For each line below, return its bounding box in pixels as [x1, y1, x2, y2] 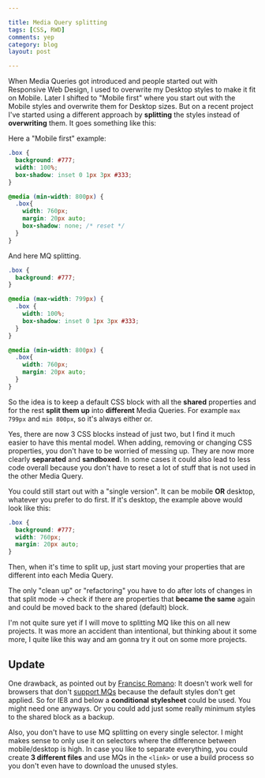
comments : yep [8, 33, 55, 41]
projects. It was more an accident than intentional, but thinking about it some [8, 626, 257, 636]
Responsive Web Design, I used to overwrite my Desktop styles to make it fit [8, 85, 256, 95]
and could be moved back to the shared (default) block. [8, 603, 189, 612]
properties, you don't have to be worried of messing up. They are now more [8, 445, 255, 455]
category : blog [8, 40, 58, 48]
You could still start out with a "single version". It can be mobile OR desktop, [8, 487, 256, 496]
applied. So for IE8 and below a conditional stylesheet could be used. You [8, 695, 251, 705]
